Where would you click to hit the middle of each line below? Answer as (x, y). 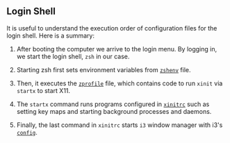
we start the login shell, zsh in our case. (73, 56)
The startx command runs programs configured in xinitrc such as (113, 104)
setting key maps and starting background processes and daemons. (114, 111)
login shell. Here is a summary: (51, 35)
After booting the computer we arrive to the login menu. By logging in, (116, 49)
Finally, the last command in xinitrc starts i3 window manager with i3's (120, 125)
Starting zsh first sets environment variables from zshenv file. (104, 69)
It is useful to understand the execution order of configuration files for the (112, 28)
